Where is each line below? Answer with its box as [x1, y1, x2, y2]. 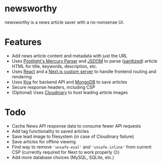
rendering [11, 73, 32, 79]
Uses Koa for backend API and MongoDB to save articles [11, 79, 128, 85]
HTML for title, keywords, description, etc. [11, 63, 97, 69]
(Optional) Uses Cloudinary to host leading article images [11, 89, 129, 95]
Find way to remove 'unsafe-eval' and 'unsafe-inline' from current [11, 144, 152, 150]
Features [4, 36, 42, 48]
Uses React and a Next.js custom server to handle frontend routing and [11, 68, 157, 74]
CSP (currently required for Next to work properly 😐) [11, 149, 120, 155]
